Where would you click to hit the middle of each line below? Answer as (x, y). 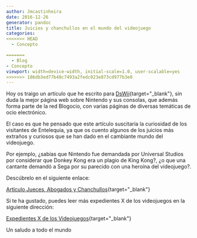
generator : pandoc (29, 22)
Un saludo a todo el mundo (39, 230)
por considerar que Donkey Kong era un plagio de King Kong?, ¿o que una (96, 160)
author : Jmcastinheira (34, 11)
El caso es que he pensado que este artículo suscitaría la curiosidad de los (96, 124)
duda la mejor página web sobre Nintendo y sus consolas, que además (92, 100)
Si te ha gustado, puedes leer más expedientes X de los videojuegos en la (96, 201)
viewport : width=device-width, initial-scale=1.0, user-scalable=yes (93, 71)
